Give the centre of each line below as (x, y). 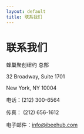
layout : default (26, 11)
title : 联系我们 (24, 17)
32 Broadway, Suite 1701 (36, 77)
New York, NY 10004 (31, 88)
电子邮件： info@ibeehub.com (42, 125)
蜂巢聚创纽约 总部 (27, 65)
